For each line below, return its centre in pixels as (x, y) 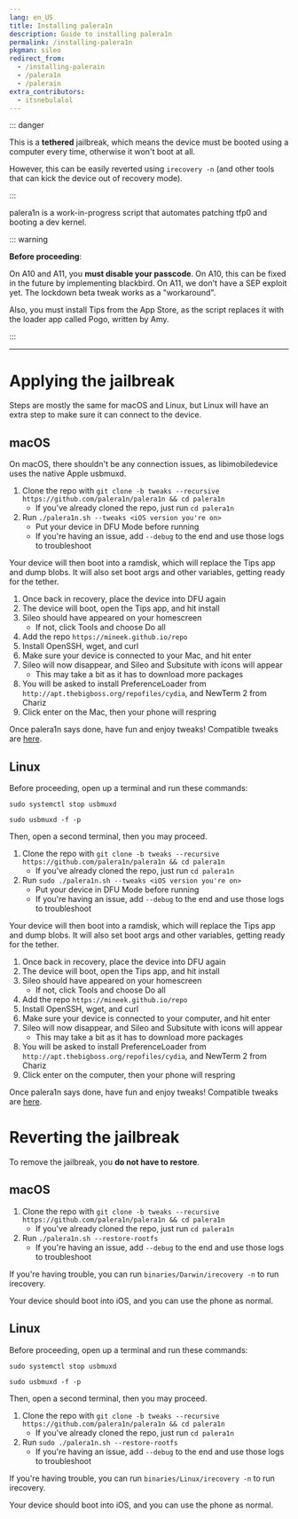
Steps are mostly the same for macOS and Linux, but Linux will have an (139, 406)
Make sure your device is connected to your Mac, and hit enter (137, 656)
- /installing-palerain (61, 67)
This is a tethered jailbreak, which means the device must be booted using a (149, 142)
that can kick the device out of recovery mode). (96, 178)
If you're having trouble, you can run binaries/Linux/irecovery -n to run (142, 1478)
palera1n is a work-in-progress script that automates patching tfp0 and (138, 213)
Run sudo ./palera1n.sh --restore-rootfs (100, 1442)
